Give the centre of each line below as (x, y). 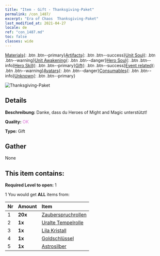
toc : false (16, 37)
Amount (27, 206)
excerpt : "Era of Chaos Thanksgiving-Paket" (52, 18)
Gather (16, 146)
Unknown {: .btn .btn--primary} (45, 75)
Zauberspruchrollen (64, 215)
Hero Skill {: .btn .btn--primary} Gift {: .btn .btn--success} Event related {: (85, 65)
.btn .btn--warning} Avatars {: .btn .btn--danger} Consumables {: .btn (72, 71)
